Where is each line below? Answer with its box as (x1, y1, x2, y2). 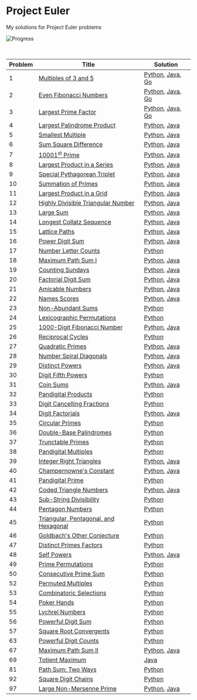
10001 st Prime (38, 150, 80, 160)
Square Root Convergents (38, 627, 110, 635)
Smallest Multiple (38, 131, 86, 139)
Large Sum (38, 208, 69, 217)
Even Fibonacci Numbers (38, 91, 108, 99)
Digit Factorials (38, 409, 80, 417)
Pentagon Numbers (38, 505, 93, 513)
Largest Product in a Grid (38, 190, 107, 198)
